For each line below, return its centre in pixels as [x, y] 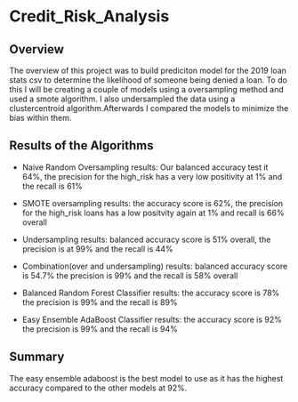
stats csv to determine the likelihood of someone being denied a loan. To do [148, 80]
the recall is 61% [52, 186]
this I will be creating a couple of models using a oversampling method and [146, 89]
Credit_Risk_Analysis [89, 16]
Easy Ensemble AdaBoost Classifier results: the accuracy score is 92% [152, 319]
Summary [37, 357]
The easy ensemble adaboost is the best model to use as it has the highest [146, 378]
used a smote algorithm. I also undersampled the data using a [122, 99]
